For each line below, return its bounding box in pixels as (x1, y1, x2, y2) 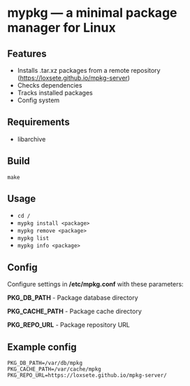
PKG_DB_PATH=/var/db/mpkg (7, 359, 82, 367)
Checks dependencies (17, 81, 82, 89)
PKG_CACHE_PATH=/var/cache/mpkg (7, 366, 101, 373)
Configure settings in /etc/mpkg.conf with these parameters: (7, 280, 184, 289)
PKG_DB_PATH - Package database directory (7, 294, 138, 302)
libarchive (17, 135, 46, 143)
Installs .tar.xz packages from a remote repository (17, 67, 161, 74)
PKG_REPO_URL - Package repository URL (7, 321, 131, 329)
